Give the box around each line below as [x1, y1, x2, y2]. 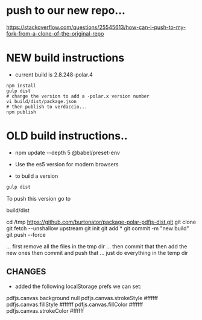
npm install [6, 83, 36, 89]
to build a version [14, 172, 58, 180]
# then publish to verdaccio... [6, 104, 87, 110]
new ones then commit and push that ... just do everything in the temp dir [6, 249, 189, 256]
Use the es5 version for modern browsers [14, 160, 119, 168]
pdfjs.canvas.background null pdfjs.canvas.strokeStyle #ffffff [6, 294, 159, 301]
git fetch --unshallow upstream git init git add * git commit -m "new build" [6, 224, 189, 232]
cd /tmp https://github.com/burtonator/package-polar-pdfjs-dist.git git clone [6, 218, 197, 225]
